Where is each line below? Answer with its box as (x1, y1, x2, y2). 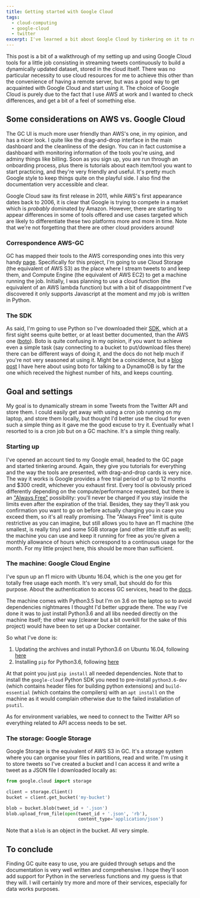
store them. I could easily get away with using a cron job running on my (6, 409, 182, 416)
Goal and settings (6, 386, 73, 397)
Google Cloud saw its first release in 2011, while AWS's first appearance (6, 192, 183, 199)
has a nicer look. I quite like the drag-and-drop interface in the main (6, 136, 173, 144)
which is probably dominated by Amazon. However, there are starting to (6, 205, 183, 212)
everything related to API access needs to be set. (6, 719, 127, 726)
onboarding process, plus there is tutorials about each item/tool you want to (6, 161, 192, 169)
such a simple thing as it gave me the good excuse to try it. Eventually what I (6, 421, 194, 429)
